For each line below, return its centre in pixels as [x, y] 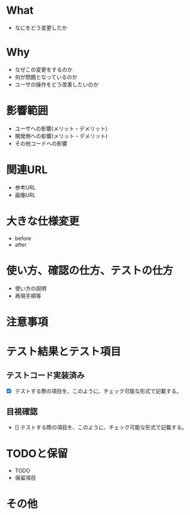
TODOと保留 [37, 453]
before [23, 238]
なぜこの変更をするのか [43, 69]
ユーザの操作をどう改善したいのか [57, 84]
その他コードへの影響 [41, 143]
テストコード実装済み [45, 375]
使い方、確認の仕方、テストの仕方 [90, 270]
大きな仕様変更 [43, 221]
